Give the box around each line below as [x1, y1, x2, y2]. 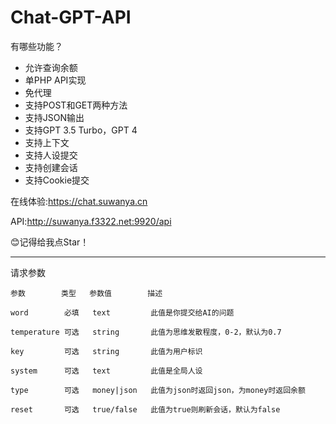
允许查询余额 [24, 61, 78, 73]
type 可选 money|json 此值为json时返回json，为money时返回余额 [10, 385, 306, 395]
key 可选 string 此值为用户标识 [10, 346, 203, 356]
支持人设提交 [24, 149, 78, 161]
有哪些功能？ [10, 40, 63, 52]
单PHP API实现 [24, 74, 87, 86]
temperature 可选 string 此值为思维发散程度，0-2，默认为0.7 [10, 327, 282, 337]
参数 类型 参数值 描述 [10, 288, 163, 298]
